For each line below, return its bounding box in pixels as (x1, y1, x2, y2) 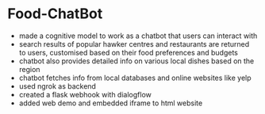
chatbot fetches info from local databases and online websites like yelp (18, 73, 252, 82)
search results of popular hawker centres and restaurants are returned (18, 39, 250, 48)
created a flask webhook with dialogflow (18, 89, 152, 99)
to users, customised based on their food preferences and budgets (18, 47, 239, 57)
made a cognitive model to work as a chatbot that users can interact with (18, 31, 258, 40)
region (18, 64, 40, 74)
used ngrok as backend (18, 81, 97, 91)
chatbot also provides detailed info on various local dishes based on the (18, 56, 255, 66)
